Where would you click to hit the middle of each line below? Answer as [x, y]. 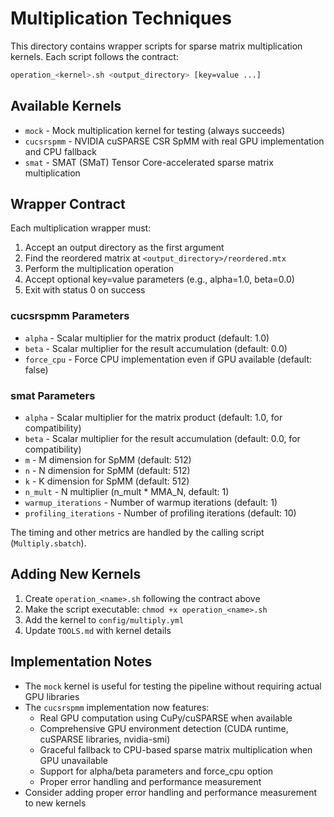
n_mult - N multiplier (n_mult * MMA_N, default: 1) [127, 492]
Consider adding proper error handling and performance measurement [170, 792]
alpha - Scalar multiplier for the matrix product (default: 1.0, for [153, 418]
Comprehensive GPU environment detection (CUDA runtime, [164, 728]
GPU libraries [52, 696]
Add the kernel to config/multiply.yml [104, 619]
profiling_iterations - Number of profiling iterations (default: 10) [160, 513]
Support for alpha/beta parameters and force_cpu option [156, 771]
